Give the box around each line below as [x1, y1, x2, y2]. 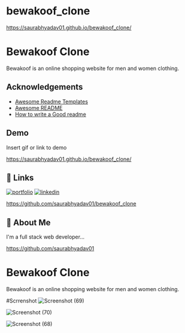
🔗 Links [6, 172, 34, 183]
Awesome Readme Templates [14, 97, 89, 105]
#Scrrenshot [6, 297, 37, 304]
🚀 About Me [6, 217, 51, 228]
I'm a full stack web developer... [6, 233, 85, 240]
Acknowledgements [6, 82, 83, 92]
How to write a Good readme [14, 111, 87, 118]
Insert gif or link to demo [6, 143, 67, 151]
